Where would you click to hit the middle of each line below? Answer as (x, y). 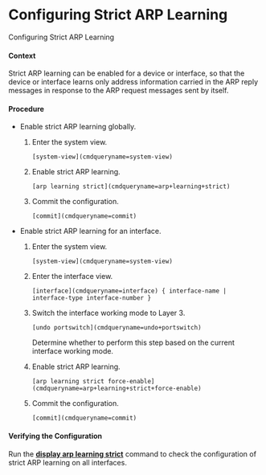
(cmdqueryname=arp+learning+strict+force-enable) (117, 389)
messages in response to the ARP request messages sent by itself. (119, 91)
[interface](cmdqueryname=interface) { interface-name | (129, 291)
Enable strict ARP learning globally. (78, 127)
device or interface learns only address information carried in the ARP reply (133, 82)
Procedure (26, 109)
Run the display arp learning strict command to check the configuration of (133, 454)
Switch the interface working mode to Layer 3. (108, 313)
